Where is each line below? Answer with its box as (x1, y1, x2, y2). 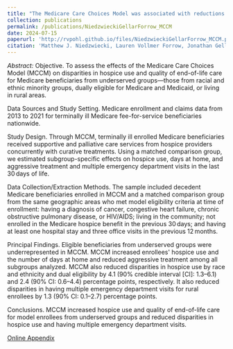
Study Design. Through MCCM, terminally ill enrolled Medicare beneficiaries (7, 133, 225, 141)
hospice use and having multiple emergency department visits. (7, 321, 187, 328)
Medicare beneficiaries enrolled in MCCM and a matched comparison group (7, 190, 225, 198)
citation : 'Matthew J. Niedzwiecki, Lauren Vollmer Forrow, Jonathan (7, 42, 213, 49)
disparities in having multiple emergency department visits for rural (7, 285, 199, 293)
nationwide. (7, 119, 41, 127)
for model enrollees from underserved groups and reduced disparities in (7, 313, 214, 321)
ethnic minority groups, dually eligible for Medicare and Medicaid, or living (7, 84, 220, 92)
